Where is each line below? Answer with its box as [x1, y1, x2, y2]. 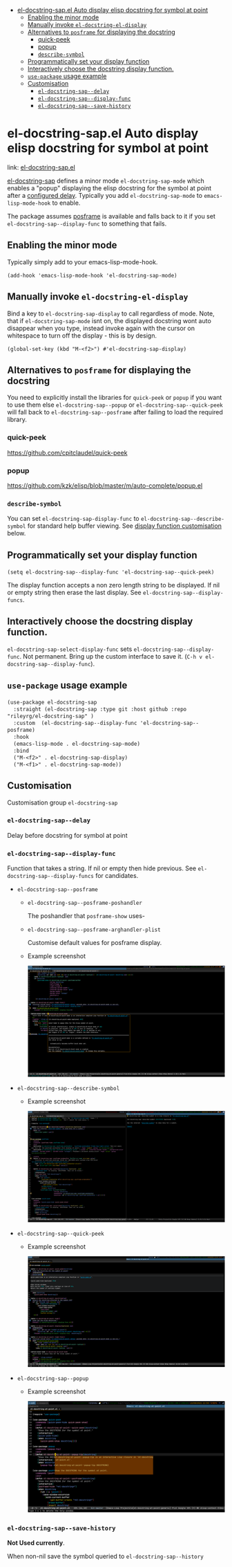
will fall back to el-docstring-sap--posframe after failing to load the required [7, 408, 223, 416]
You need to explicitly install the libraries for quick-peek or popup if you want [7, 394, 222, 402]
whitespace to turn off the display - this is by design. [7, 331, 157, 340]
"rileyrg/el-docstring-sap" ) [7, 713, 95, 720]
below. [7, 529, 26, 538]
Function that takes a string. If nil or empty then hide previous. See [7, 864, 197, 872]
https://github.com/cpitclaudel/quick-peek [7, 448, 128, 457]
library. [7, 415, 28, 424]
